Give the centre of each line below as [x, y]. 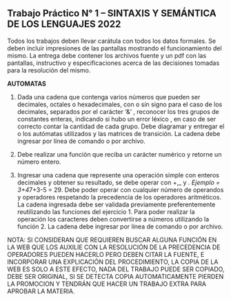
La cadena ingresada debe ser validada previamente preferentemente [116, 204]
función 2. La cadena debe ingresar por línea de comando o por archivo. [120, 226]
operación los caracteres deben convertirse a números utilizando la [113, 219]
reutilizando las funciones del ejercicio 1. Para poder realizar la [106, 211]
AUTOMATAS [27, 84]
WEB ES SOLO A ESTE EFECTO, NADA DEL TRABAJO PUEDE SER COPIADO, [116, 269]
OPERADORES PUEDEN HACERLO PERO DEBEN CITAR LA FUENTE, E [106, 254]
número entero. [39, 162]
